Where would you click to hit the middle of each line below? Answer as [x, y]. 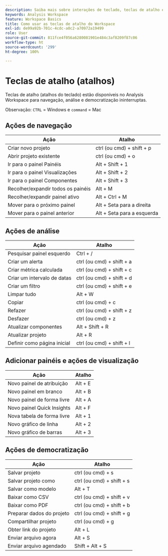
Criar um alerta [25, 262]
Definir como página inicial [39, 343]
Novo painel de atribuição [38, 383]
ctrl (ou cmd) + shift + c [104, 270]
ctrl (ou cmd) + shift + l [103, 343]
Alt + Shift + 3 [112, 181]
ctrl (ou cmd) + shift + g [102, 513]
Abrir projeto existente [34, 156]
